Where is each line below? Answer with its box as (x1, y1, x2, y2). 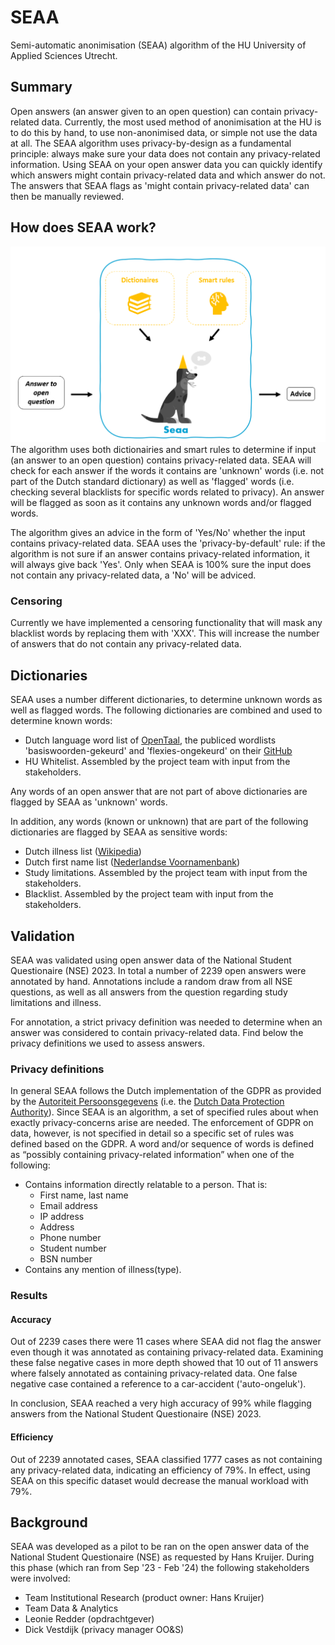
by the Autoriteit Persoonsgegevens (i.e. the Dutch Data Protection (10, 1096, 285, 1108)
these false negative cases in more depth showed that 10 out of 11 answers (10, 1357, 319, 1369)
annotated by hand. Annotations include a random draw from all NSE (10, 976, 293, 987)
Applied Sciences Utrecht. (10, 49, 118, 61)
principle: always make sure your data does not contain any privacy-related (10, 147, 321, 160)
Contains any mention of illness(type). (24, 1264, 182, 1276)
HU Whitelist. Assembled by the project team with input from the (24, 756, 291, 768)
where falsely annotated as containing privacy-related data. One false (10, 1367, 298, 1380)
